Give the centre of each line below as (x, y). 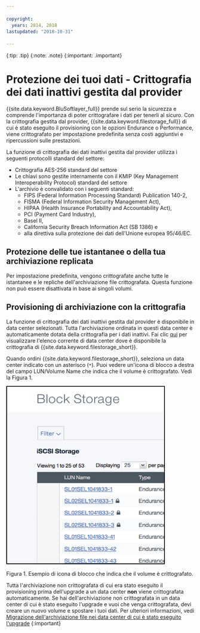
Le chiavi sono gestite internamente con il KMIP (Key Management (96, 177)
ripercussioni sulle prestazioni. (44, 141)
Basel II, (33, 221)
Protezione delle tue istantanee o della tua (86, 252)
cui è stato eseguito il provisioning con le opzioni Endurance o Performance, (100, 128)
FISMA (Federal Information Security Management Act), (92, 202)
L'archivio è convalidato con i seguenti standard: (74, 189)
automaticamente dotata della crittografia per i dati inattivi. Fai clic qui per (97, 334)
